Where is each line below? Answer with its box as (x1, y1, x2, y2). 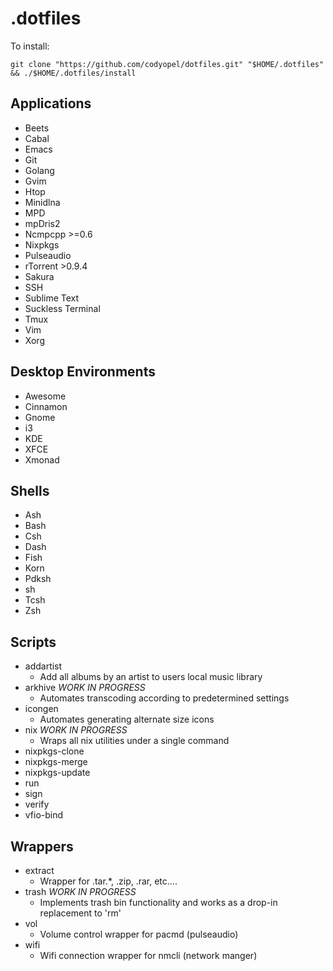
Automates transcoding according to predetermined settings (39, 692, 290, 704)
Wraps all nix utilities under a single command (39, 735, 230, 747)
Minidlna (24, 196, 61, 208)
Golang (24, 164, 55, 176)
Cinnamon (24, 400, 68, 412)
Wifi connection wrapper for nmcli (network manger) (39, 950, 258, 961)
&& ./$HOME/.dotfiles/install (10, 68, 137, 78)
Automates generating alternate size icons (39, 713, 215, 726)
